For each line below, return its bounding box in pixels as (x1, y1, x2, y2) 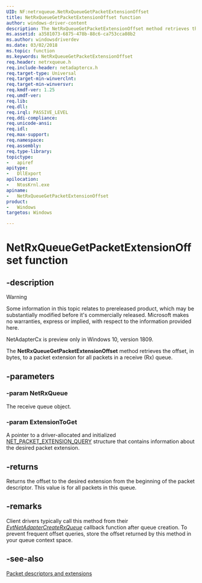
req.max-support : (6, 131, 50, 138)
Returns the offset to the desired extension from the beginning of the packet (6, 477, 195, 485)
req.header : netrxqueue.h (6, 59, 71, 65)
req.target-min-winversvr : (6, 82, 74, 88)
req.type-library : (6, 148, 52, 154)
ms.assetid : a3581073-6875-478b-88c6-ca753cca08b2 (6, 31, 136, 37)
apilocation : (6, 177, 39, 183)
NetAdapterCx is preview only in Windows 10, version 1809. (6, 336, 154, 343)
